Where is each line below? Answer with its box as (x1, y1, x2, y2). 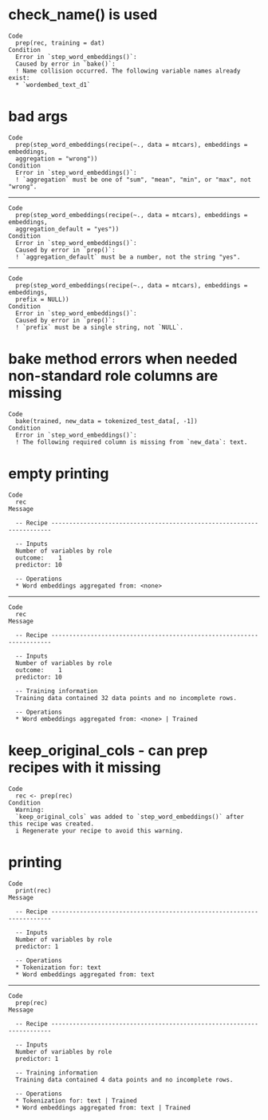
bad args (8, 108, 68, 125)
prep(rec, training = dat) (15, 38, 105, 47)
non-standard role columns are (8, 367, 219, 385)
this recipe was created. (8, 820, 94, 828)
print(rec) (15, 886, 52, 895)
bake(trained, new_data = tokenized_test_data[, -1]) (15, 417, 198, 425)
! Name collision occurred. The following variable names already (15, 66, 241, 75)
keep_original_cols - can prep (8, 741, 208, 759)
